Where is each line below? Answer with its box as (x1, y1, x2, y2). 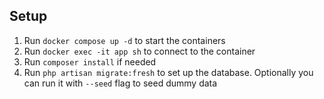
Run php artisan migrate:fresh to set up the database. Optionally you (23, 66, 314, 78)
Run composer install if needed (23, 55, 157, 68)
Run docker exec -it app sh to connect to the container (23, 45, 256, 57)
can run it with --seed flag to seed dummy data (23, 77, 218, 89)
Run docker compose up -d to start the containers (23, 34, 226, 46)
